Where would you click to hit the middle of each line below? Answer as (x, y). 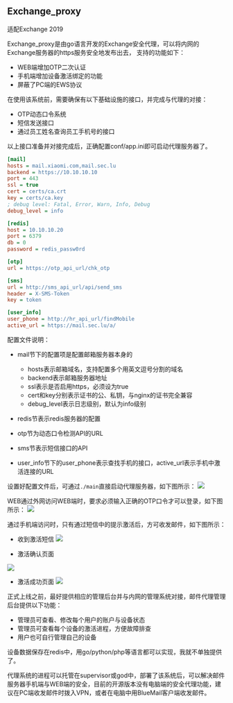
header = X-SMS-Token (38, 294)
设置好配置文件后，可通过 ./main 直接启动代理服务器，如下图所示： (102, 486)
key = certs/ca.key (35, 198)
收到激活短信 (35, 539)
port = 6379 (24, 236)
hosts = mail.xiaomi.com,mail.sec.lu (62, 166)
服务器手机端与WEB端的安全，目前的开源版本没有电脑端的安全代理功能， (111, 684)
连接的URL (38, 471)
